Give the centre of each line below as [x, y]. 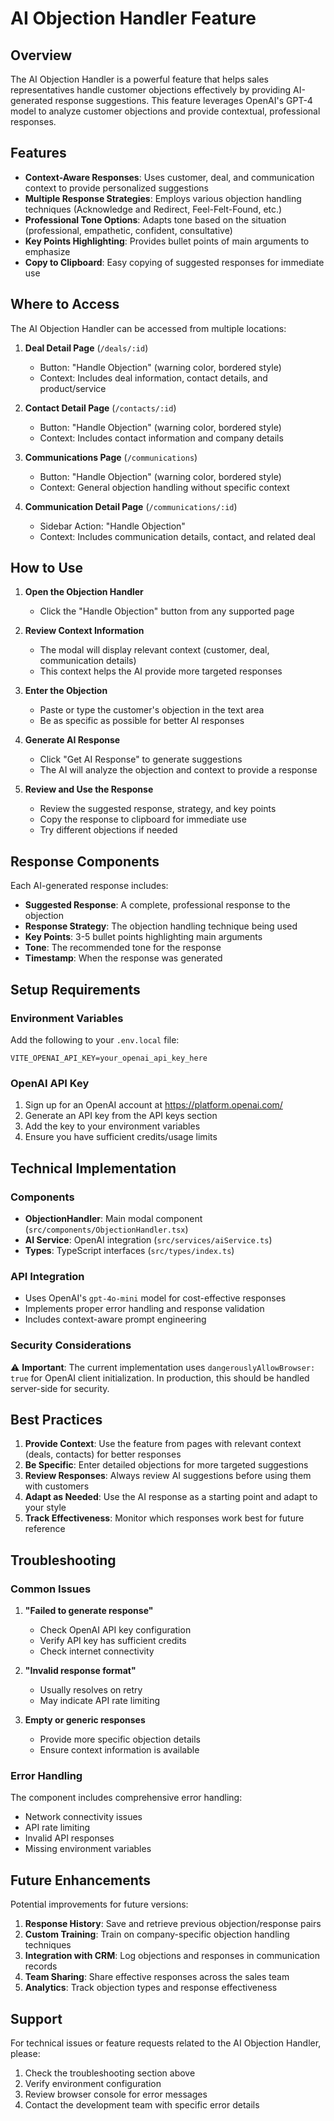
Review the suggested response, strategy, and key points [158, 809]
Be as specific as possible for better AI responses [142, 721]
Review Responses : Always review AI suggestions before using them [168, 1476]
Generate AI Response [72, 740]
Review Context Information [84, 631]
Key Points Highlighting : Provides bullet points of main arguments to [167, 241]
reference [45, 1529]
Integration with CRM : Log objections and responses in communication [172, 1956]
